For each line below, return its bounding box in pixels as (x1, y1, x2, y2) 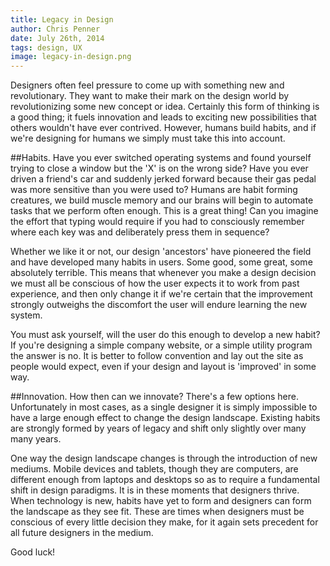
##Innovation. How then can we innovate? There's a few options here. (10, 391, 299, 403)
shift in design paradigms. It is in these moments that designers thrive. (10, 484, 300, 496)
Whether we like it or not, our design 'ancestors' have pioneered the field (10, 246, 312, 258)
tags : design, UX (10, 42, 83, 53)
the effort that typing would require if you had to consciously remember (10, 216, 305, 228)
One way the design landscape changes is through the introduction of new (10, 452, 318, 465)
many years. (10, 433, 62, 445)
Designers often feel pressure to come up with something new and (10, 79, 285, 91)
